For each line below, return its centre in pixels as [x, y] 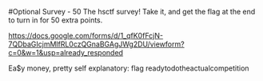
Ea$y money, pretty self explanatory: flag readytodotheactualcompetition [129, 68]
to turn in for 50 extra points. [56, 20]
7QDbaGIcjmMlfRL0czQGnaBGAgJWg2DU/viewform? [97, 44]
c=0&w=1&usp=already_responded [66, 53]
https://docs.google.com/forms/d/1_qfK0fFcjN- [86, 36]
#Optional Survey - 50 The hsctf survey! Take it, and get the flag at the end [132, 12]
